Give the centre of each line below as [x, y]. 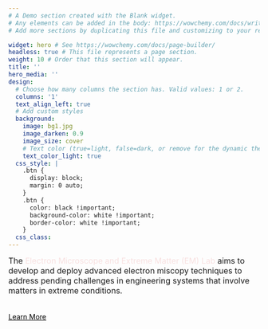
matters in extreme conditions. [65, 290]
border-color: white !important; [85, 223]
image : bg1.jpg [48, 127]
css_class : [33, 237]
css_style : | [37, 163]
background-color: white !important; [92, 215]
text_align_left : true [53, 104]
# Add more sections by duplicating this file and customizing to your [130, 30]
